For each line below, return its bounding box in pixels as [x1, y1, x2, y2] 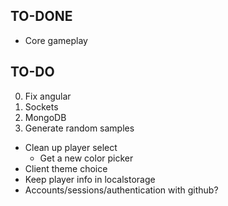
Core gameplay [24, 34, 88, 46]
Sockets [24, 100, 59, 113]
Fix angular [24, 90, 72, 102]
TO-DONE [10, 8, 73, 25]
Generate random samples [24, 122, 135, 134]
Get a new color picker [39, 152, 134, 164]
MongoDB [24, 111, 67, 123]
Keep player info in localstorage [24, 173, 156, 185]
